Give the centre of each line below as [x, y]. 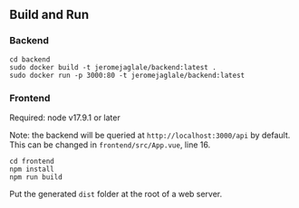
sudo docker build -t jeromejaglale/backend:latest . [113, 67]
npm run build [36, 177]
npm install [32, 169]
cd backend [30, 59]
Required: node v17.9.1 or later [65, 118]
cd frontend [32, 161]
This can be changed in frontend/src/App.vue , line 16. [110, 145]
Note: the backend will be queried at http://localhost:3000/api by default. [150, 135]
